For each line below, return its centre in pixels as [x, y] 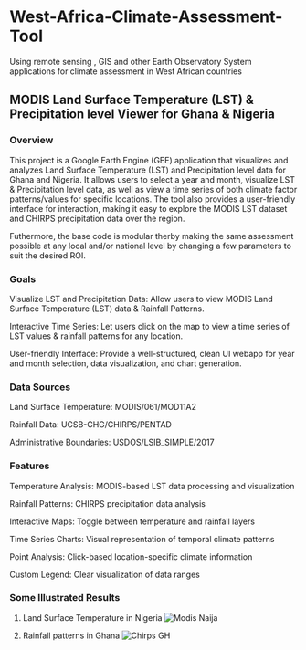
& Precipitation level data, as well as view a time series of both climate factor [153, 189]
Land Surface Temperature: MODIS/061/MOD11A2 [103, 407]
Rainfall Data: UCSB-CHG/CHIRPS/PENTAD [90, 425]
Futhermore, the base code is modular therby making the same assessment [152, 236]
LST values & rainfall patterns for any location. [96, 336]
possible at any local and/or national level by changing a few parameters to [151, 246]
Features [30, 466]
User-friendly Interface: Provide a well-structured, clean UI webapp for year [152, 353]
